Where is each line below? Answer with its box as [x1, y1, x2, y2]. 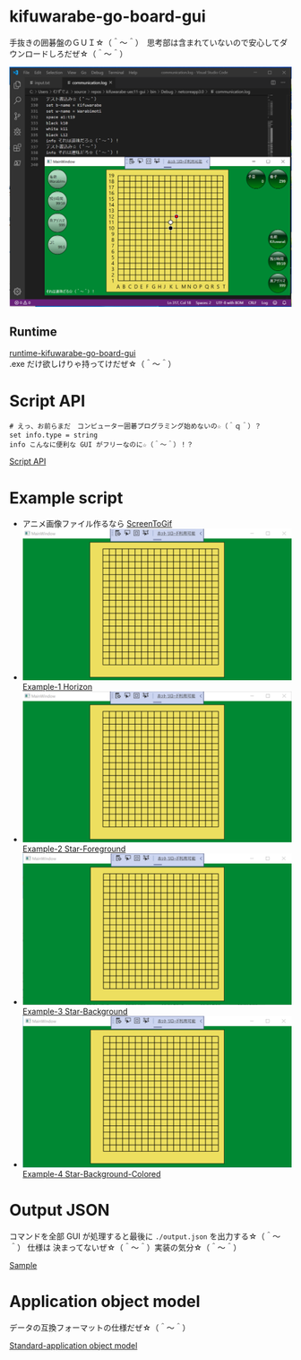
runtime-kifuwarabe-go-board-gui [9, 348, 136, 359]
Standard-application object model [9, 1339, 138, 1351]
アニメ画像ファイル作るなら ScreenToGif [21, 519, 173, 529]
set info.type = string [9, 431, 99, 440]
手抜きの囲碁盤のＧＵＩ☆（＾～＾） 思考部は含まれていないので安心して [9, 37, 280, 48]
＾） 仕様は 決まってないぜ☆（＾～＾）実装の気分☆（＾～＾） [9, 1242, 242, 1252]
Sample [9, 1260, 38, 1270]
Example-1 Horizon [21, 681, 92, 692]
